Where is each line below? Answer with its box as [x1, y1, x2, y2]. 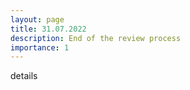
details [10, 70, 38, 82]
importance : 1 [10, 42, 70, 53]
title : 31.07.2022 [10, 24, 87, 34]
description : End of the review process [10, 33, 182, 43]
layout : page [10, 14, 65, 25]
